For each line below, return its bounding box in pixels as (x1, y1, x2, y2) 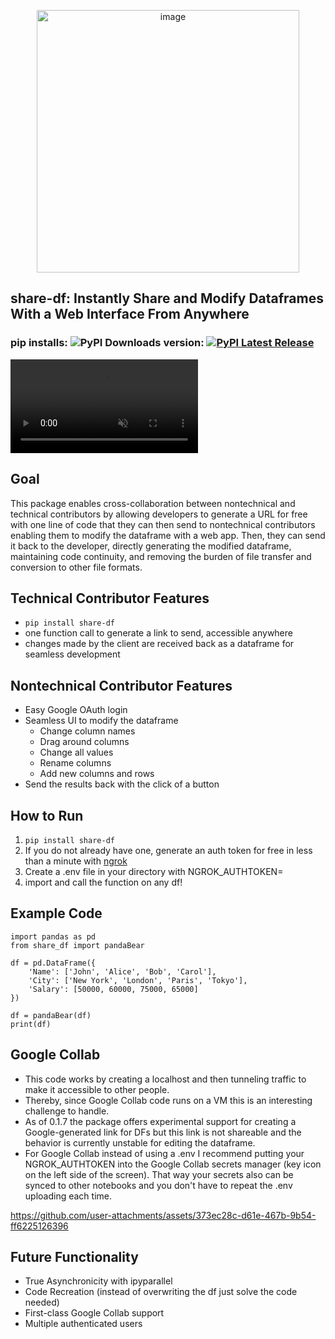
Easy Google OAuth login (24, 704, 128, 716)
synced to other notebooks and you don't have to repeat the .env (24, 1179, 293, 1191)
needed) (24, 1296, 60, 1309)
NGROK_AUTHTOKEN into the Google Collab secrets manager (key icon (24, 1158, 322, 1170)
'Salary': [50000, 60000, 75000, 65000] (28, 984, 199, 994)
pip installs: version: (10, 336, 205, 350)
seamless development (24, 648, 121, 660)
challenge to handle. (24, 1105, 110, 1117)
